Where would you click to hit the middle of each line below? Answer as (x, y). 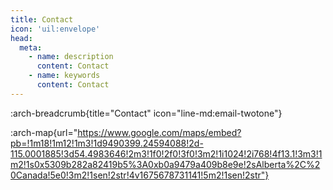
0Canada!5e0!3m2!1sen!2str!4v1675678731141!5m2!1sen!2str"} (140, 175)
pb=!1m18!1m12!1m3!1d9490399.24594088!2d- (107, 143)
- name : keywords (64, 76)
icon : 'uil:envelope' (55, 29)
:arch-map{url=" (44, 132)
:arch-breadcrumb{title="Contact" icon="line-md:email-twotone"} (146, 113)
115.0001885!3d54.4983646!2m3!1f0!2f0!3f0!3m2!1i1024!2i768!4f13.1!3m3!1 (166, 153)
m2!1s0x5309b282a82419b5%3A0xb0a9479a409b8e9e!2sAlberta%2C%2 (165, 164)
